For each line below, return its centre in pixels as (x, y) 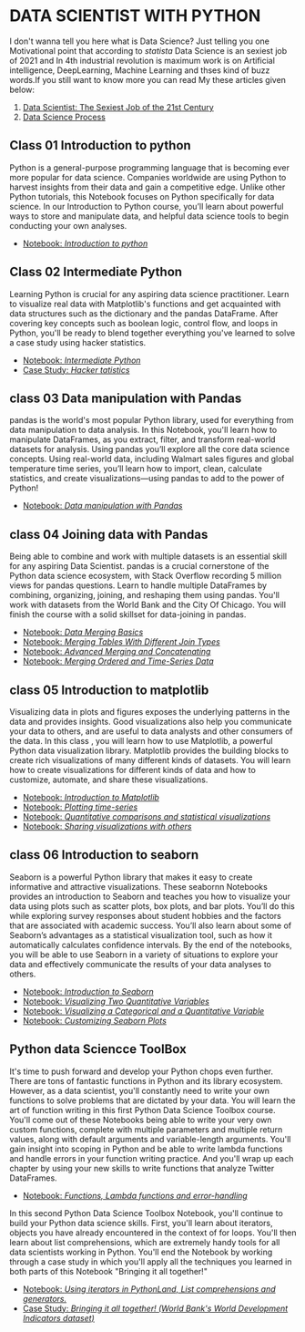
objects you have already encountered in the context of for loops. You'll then (153, 1233)
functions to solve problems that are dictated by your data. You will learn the (152, 1100)
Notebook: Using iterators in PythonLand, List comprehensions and (149, 1289)
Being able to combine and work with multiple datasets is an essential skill (148, 556)
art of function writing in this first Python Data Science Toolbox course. (142, 1110)
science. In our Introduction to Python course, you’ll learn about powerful (147, 206)
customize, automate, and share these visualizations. (109, 780)
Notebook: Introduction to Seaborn (88, 991)
